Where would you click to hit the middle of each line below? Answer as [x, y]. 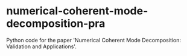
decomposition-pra [56, 24]
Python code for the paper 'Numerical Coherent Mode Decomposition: [94, 40]
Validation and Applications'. [41, 46]
